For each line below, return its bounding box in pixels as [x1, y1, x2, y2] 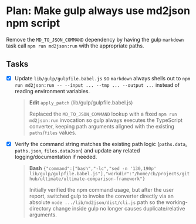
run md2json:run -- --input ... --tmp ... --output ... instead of [14, 81, 180, 89]
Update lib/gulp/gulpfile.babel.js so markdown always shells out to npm [14, 74, 191, 82]
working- [165, 198, 188, 206]
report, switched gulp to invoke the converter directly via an [29, 192, 174, 199]
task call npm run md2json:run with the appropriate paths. [6, 42, 144, 49]
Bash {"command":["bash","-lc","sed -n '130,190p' [29, 164, 157, 171]
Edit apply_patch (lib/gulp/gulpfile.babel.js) [29, 99, 133, 106]
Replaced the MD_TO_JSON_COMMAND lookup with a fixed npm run [29, 110, 177, 117]
